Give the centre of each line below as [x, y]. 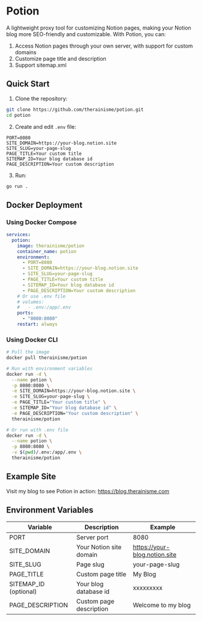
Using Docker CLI [32, 340]
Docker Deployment [44, 205]
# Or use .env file [41, 296]
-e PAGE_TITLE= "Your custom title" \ [59, 402]
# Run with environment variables [50, 369]
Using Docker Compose [41, 222]
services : [19, 235]
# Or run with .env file [37, 430]
